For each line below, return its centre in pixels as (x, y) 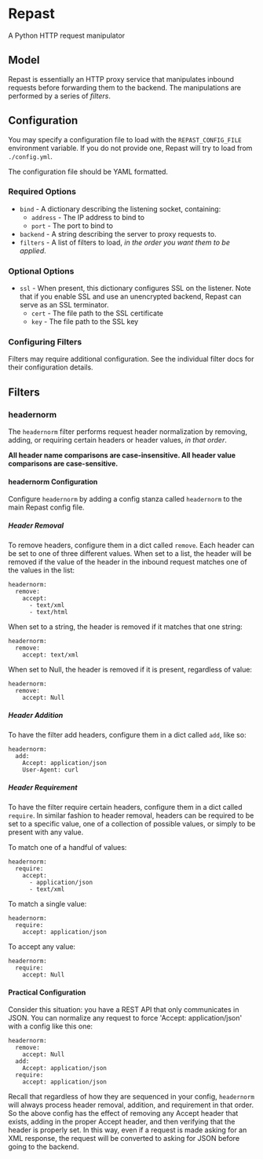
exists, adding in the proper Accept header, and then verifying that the (122, 1122)
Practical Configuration (47, 992)
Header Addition (36, 715)
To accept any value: (42, 947)
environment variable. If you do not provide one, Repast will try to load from (130, 148)
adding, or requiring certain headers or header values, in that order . (118, 440)
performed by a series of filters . (60, 96)
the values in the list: (42, 570)
